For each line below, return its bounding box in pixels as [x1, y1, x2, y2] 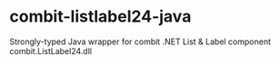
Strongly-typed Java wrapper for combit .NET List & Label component [9, 36, 271, 47]
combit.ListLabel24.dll [9, 45, 93, 56]
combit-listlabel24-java [9, 6, 192, 27]
